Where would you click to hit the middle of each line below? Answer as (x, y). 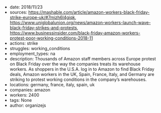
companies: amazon (30, 90)
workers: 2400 (25, 95)
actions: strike (24, 43)
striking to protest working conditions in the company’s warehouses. (78, 79)
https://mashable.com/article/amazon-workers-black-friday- (89, 12)
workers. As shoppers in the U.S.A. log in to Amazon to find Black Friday (82, 69)
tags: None (21, 100)
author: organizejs (28, 105)
